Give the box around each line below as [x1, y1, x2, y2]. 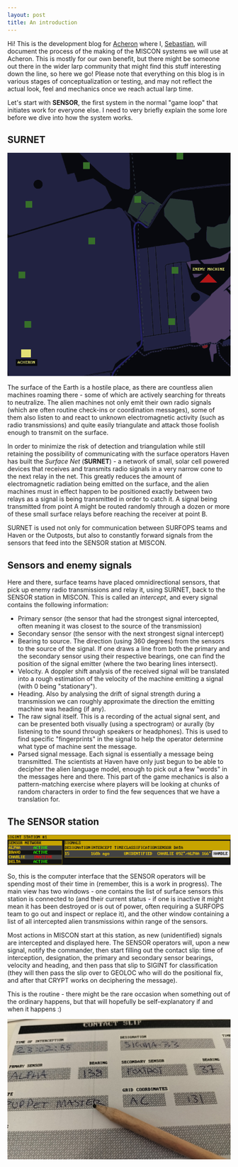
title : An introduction [7, 18, 78, 26]
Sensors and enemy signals [7, 559, 132, 571]
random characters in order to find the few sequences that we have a [17, 787, 220, 796]
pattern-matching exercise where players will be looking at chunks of [17, 780, 220, 789]
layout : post [7, 11, 46, 18]
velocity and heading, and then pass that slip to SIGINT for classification [7, 961, 218, 970]
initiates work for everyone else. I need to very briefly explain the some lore [7, 106, 228, 114]
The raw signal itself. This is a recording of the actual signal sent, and [17, 712, 220, 721]
